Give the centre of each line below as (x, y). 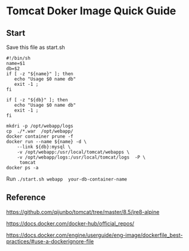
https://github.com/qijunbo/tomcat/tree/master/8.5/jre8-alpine (83, 212)
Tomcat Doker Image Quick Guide (91, 11)
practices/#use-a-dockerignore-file (50, 241)
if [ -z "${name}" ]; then (40, 74)
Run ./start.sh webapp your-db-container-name (67, 179)
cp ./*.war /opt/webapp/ (40, 131)
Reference (26, 198)
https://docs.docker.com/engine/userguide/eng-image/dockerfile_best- (94, 235)
